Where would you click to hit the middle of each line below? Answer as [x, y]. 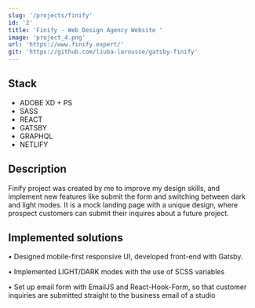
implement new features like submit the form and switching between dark [127, 196]
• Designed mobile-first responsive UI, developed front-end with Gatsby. [126, 257]
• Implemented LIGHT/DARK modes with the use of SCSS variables [117, 272]
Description [37, 169]
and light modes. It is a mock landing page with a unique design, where [123, 204]
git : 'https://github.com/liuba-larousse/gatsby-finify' [103, 52]
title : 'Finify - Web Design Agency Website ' [86, 30]
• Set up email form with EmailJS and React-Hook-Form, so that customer [127, 287]
